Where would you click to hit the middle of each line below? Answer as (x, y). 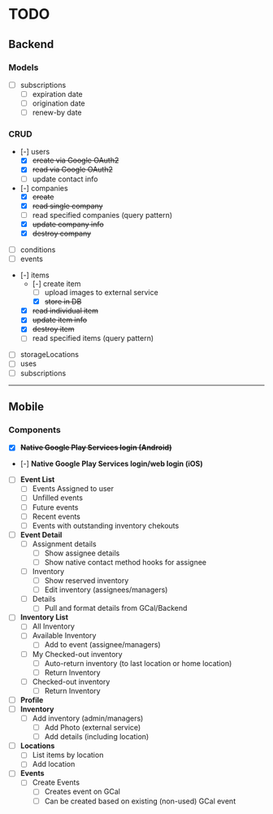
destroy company (62, 233)
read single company (67, 206)
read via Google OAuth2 (73, 170)
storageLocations (50, 355)
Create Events (56, 782)
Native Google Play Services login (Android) (96, 447)
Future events (55, 507)
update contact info (65, 179)
